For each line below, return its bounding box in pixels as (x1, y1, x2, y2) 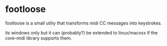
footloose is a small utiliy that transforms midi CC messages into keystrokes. (5, 20, 162, 26)
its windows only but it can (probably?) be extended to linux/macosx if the (5, 29, 158, 35)
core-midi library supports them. (5, 35, 72, 41)
